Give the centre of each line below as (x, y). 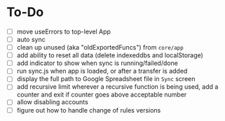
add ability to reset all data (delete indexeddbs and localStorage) (110, 55)
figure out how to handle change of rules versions (89, 110)
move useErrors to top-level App (64, 31)
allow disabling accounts (52, 102)
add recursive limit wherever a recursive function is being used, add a (117, 87)
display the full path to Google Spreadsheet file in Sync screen (106, 79)
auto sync (31, 40)
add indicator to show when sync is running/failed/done (97, 63)
